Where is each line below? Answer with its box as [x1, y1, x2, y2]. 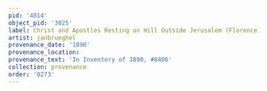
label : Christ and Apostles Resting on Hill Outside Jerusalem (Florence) [8, 26, 261, 34]
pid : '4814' [8, 11, 48, 20]
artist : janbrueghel [8, 33, 77, 42]
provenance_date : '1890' [8, 41, 91, 49]
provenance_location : [8, 48, 80, 56]
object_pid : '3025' [8, 19, 73, 27]
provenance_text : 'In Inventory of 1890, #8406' [8, 56, 172, 64]
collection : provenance [8, 63, 87, 71]
